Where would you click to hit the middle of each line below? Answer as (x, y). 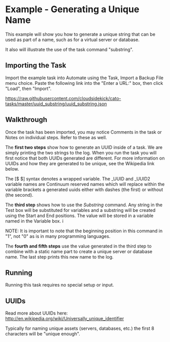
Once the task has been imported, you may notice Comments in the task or (84, 132)
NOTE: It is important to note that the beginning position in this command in (84, 231)
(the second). (19, 195)
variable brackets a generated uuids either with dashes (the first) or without (84, 190)
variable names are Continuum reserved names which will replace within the (85, 184)
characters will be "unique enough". (43, 334)
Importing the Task (36, 65)
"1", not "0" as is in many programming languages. (58, 236)
